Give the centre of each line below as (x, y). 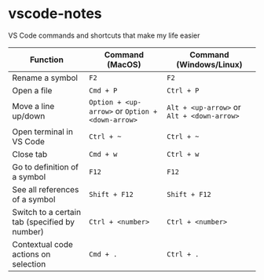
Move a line (33, 106)
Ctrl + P (183, 90)
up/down (29, 116)
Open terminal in (42, 132)
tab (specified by (43, 222)
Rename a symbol (45, 78)
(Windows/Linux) (209, 64)
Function (47, 60)
